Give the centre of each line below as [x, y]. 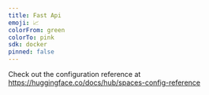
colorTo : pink [32, 37]
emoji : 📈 [24, 23]
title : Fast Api [35, 15]
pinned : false [32, 52]
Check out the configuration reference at [75, 74]
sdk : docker [28, 45]
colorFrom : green [37, 30]
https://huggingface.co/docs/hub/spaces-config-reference [104, 82]
